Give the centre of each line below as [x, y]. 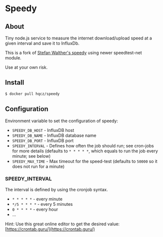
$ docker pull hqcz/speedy [32, 94]
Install [15, 82]
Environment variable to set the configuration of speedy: [62, 121]
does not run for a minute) [38, 166]
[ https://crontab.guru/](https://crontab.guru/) [50, 229]
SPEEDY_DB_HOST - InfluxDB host [43, 130]
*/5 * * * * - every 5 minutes [42, 204]
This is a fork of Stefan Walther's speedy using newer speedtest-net [73, 53]
